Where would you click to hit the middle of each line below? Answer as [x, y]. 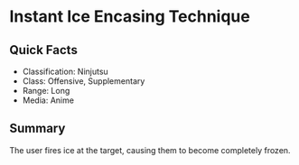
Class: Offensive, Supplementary [84, 81]
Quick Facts [44, 50]
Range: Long [46, 91]
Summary [37, 128]
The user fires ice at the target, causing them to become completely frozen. [150, 150]
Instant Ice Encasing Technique [130, 17]
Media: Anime [48, 100]
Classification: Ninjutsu [65, 71]
